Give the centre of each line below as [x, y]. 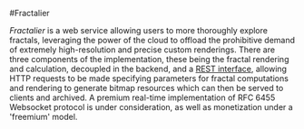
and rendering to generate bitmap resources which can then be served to [147, 88]
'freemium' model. [44, 117]
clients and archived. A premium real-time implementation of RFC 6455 [142, 97]
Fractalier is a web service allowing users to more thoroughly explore [138, 30]
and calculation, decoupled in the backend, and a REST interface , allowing [148, 69]
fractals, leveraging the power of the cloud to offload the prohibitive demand [152, 40]
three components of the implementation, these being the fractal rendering [149, 59]
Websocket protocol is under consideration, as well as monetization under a [151, 107]
